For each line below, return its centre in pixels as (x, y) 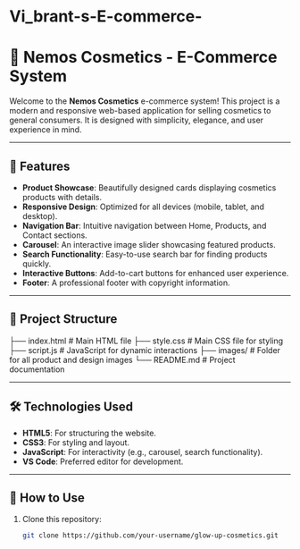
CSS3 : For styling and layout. (76, 442)
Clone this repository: (62, 519)
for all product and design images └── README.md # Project (122, 359)
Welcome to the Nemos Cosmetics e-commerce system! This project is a (145, 101)
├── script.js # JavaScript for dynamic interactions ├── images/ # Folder (145, 350)
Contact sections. (54, 235)
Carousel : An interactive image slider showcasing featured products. (149, 244)
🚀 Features (40, 166)
